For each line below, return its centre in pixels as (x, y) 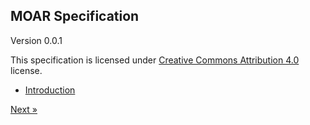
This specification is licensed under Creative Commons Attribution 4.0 (155, 60)
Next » (24, 109)
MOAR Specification (75, 16)
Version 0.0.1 (36, 40)
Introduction (50, 90)
